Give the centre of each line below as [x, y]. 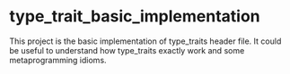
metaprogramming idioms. [58, 60]
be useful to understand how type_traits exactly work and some [127, 50]
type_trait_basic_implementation [135, 16]
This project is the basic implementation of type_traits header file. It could [145, 41]
